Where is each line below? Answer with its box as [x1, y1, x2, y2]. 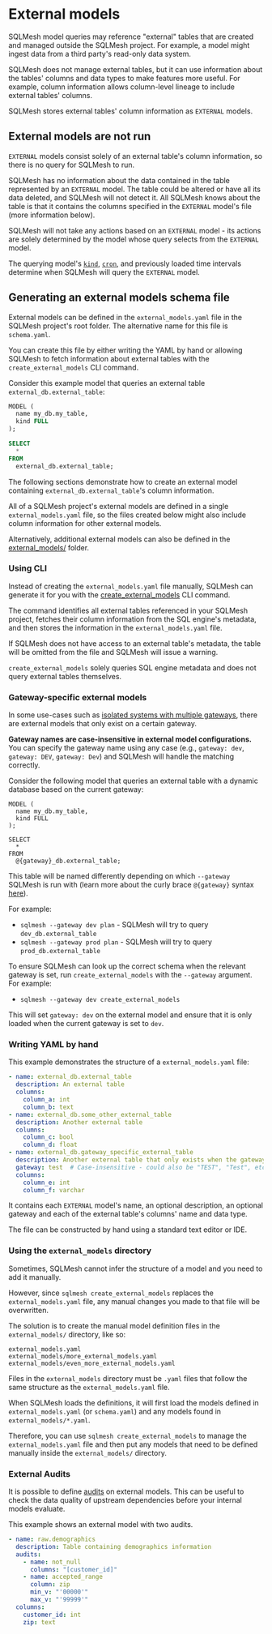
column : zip [29, 1581, 70, 1589]
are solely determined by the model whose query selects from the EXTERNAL [8, 234, 259, 244]
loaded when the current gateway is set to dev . [8, 1019, 164, 1029]
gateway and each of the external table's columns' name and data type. [8, 1209, 249, 1219]
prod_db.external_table [19, 947, 101, 956]
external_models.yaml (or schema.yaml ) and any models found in [8, 1406, 221, 1416]
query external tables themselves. [8, 671, 122, 681]
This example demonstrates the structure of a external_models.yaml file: [8, 1057, 249, 1067]
